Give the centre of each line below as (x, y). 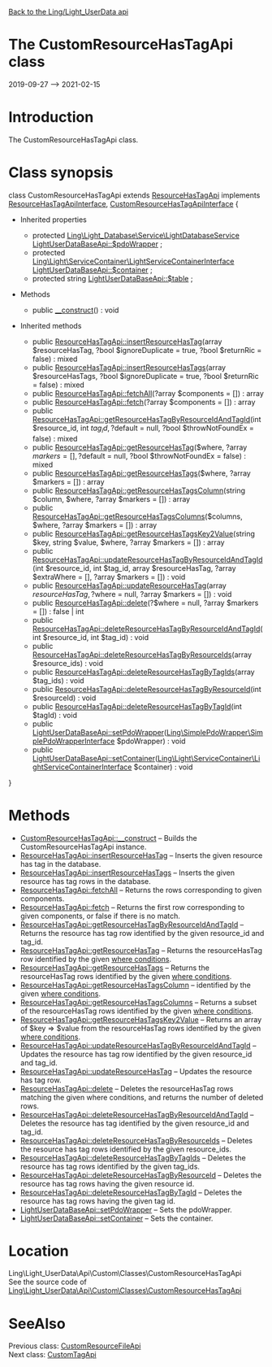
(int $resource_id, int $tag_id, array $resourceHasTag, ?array (134, 568)
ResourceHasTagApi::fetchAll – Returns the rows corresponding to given (141, 890)
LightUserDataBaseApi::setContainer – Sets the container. (117, 1218)
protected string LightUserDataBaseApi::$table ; (112, 278)
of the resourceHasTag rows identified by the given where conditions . (137, 1011)
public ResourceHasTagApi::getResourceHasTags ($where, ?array (142, 473)
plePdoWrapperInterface (73, 741)
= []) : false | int (58, 611)
